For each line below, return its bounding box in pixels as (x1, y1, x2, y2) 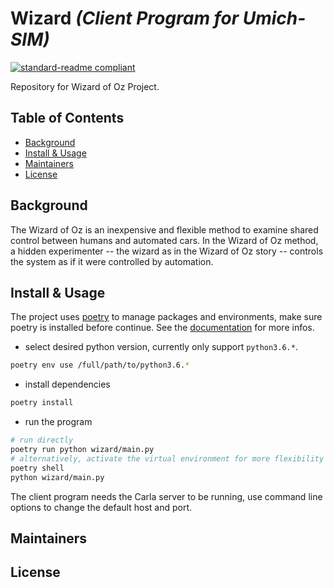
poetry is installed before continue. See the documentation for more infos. (10, 322, 315, 334)
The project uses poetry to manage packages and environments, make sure (10, 311, 323, 323)
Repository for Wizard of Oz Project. (10, 80, 160, 92)
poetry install (10, 398, 74, 408)
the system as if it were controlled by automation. (10, 255, 214, 267)
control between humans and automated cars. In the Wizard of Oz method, (10, 234, 319, 246)
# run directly (10, 435, 74, 446)
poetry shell (10, 463, 65, 473)
